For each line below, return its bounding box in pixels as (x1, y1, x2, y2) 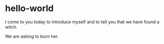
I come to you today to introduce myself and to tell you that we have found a (5, 19, 160, 25)
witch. (5, 24, 18, 29)
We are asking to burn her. (5, 33, 59, 39)
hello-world (5, 3, 54, 14)
